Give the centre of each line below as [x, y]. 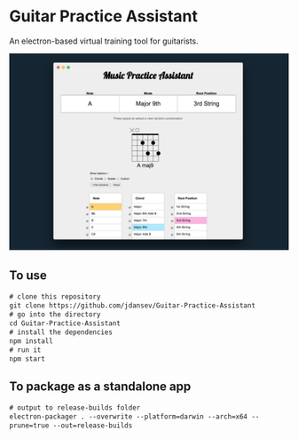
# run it [25, 350]
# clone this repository [55, 297]
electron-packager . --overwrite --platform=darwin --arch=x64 [129, 416]
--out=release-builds [93, 425]
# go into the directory [55, 315]
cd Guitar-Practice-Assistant [65, 323]
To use [28, 275]
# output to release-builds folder [75, 407]
